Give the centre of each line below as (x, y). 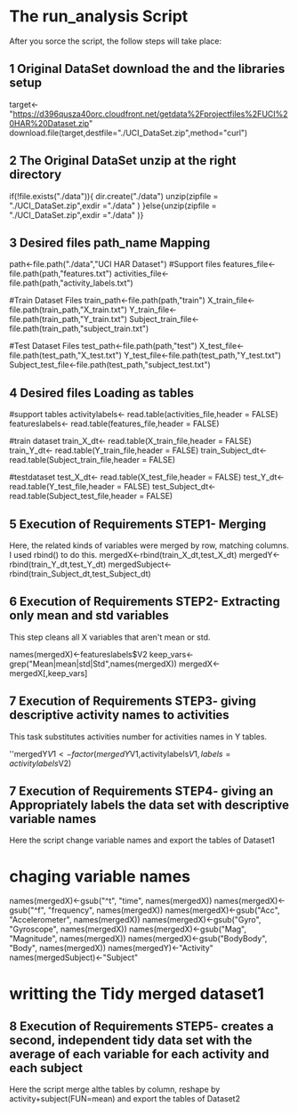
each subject (46, 1068)
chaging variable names (100, 876)
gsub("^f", (28, 910)
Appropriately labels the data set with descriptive (149, 806)
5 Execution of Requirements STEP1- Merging (138, 524)
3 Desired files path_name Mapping (110, 242)
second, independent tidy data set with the (131, 1040)
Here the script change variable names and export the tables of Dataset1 (142, 840)
